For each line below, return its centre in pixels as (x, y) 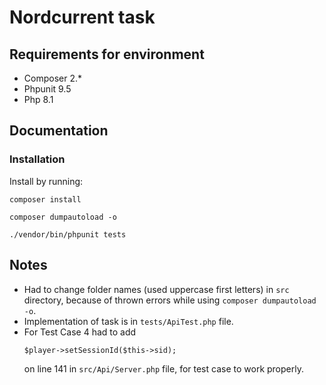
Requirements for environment (107, 54)
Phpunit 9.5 (47, 89)
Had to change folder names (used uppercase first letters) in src (156, 289)
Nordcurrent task (82, 17)
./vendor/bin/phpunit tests (68, 234)
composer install (45, 199)
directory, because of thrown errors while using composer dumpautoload (170, 300)
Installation (37, 159)
